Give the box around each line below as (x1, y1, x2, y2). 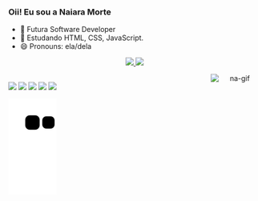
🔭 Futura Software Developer (19, 25, 116, 34)
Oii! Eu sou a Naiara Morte (8, 6, 112, 18)
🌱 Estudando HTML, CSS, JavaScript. (19, 33, 144, 42)
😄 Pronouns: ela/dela (19, 42, 92, 51)
